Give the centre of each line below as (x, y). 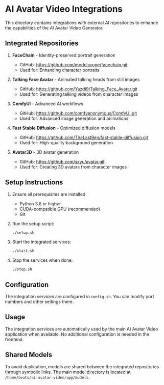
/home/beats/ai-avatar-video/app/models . (47, 377)
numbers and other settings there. (39, 302)
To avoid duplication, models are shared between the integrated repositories (82, 366)
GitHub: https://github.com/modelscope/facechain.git (73, 64)
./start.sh (23, 251)
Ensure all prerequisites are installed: (49, 194)
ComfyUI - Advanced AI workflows (47, 104)
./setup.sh (23, 233)
